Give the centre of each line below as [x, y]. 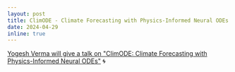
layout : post [26, 14]
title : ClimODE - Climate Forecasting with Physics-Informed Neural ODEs [118, 20]
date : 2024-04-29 [33, 27]
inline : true [26, 34]
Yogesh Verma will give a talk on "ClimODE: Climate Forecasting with [107, 54]
